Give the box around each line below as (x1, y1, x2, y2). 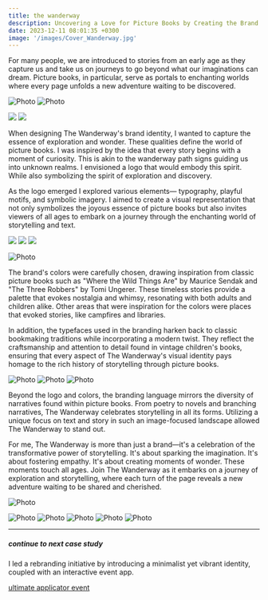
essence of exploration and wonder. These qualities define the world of (8, 137, 243, 147)
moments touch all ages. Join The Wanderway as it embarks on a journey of (8, 465, 258, 475)
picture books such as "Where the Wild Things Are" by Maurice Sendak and (8, 276, 258, 286)
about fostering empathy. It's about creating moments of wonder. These (8, 456, 245, 467)
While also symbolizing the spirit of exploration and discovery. (8, 171, 213, 180)
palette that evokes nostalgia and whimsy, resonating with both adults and (8, 293, 252, 303)
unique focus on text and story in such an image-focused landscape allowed (8, 416, 260, 425)
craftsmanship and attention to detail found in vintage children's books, (8, 342, 242, 352)
